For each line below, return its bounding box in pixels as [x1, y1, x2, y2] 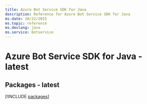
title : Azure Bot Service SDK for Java [5, 7, 87, 12]
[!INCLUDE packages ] [5, 94, 49, 99]
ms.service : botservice [5, 30, 54, 35]
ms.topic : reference [5, 21, 48, 26]
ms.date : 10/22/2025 [5, 16, 48, 21]
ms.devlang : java [5, 25, 41, 30]
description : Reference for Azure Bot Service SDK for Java [5, 12, 131, 17]
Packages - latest [5, 81, 60, 89]
